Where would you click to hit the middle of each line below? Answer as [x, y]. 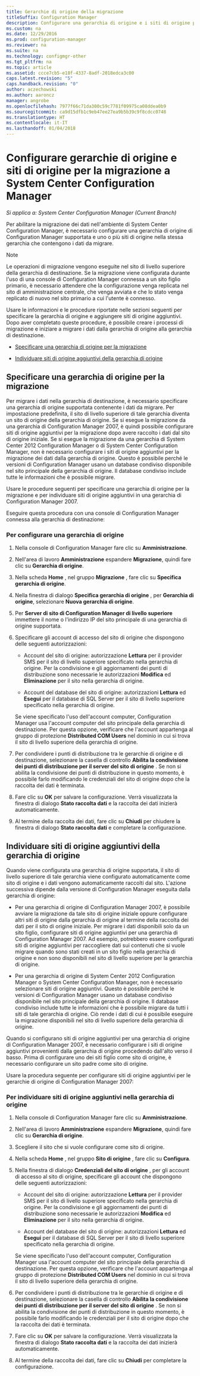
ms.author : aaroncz [30, 95]
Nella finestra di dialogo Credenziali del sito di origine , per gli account [102, 1170]
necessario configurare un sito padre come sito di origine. [77, 1063]
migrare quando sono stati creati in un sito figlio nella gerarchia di [95, 952]
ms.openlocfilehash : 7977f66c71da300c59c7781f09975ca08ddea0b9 [86, 106]
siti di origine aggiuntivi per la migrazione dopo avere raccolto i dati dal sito [98, 432]
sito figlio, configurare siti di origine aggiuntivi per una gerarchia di [96, 932]
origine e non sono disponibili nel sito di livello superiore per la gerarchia [104, 958]
